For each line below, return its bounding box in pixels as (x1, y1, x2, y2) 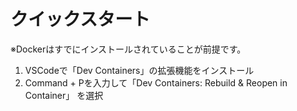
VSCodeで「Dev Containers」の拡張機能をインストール (24, 64, 255, 76)
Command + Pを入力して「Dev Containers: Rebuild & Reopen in (24, 76, 288, 89)
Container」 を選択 (24, 89, 104, 101)
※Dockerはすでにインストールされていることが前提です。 (10, 43, 247, 55)
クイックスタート (10, 8, 151, 31)
